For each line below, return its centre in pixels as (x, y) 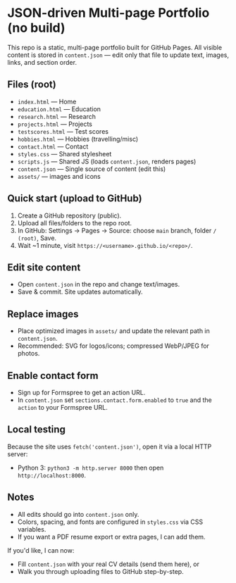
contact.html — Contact (53, 146)
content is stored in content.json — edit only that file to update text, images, (118, 55)
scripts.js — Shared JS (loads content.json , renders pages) (107, 161)
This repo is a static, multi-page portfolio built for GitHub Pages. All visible (115, 47)
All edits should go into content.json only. (78, 514)
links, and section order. (42, 62)
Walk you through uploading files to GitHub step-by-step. (101, 571)
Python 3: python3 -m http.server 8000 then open (91, 468)
